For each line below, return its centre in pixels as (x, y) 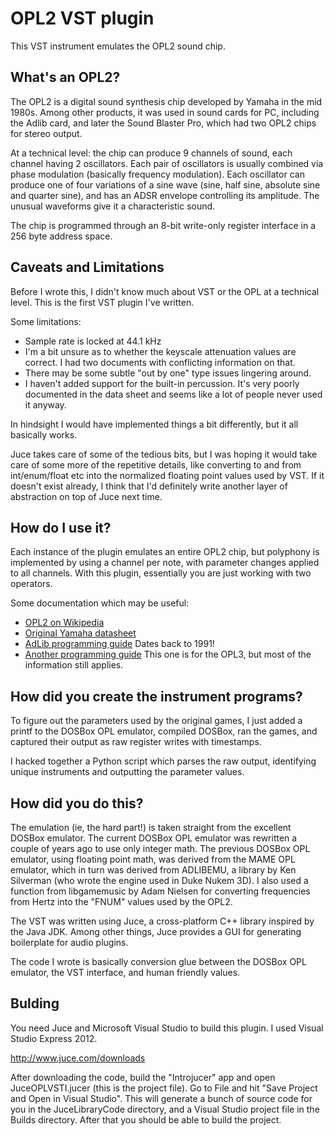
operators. (31, 584)
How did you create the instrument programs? (156, 696)
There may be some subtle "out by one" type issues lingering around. (168, 373)
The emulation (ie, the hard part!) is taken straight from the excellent (151, 827)
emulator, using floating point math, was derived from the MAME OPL (153, 859)
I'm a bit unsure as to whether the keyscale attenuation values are (160, 351)
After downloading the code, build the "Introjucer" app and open (143, 1077)
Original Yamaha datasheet (80, 633)
